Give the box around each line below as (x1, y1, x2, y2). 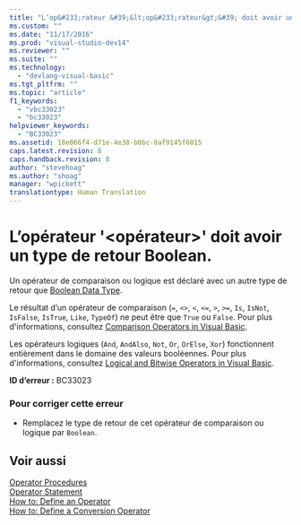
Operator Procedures (9, 477, 88, 488)
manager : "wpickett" (9, 180, 87, 189)
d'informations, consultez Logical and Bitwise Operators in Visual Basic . (9, 357, 275, 368)
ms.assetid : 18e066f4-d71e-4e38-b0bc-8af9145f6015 (9, 138, 202, 147)
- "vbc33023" (17, 105, 66, 114)
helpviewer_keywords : (9, 122, 90, 131)
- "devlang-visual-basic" (17, 72, 115, 81)
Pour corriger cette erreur (9, 397, 124, 409)
